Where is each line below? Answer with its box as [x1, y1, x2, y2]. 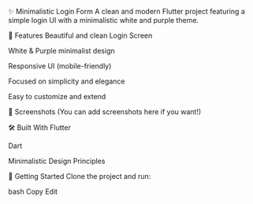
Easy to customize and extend [8, 92, 106, 101]
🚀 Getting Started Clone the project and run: [8, 172, 151, 180]
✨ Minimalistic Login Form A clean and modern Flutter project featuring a [8, 7, 246, 16]
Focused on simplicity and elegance [8, 76, 125, 86]
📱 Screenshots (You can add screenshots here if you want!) [8, 107, 202, 117]
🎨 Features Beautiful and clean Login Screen [8, 31, 153, 40]
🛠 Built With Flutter [8, 123, 71, 132]
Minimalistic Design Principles [8, 157, 106, 165]
